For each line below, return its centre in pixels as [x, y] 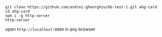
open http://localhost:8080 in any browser [50, 29]
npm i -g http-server [28, 16]
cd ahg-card [17, 11]
